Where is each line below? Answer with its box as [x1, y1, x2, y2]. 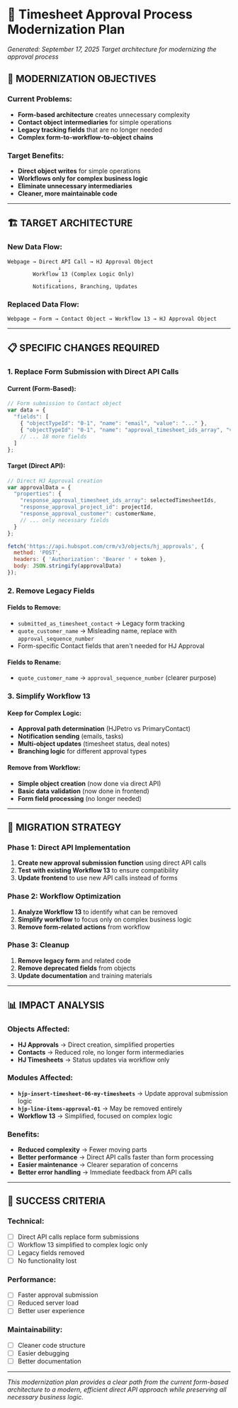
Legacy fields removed [17, 1248, 85, 1256]
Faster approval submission [17, 1290, 98, 1299]
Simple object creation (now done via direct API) [17, 779, 161, 788]
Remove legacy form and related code [17, 956, 131, 965]
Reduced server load [17, 1299, 79, 1307]
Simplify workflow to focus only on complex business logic [17, 915, 192, 924]
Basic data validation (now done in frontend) [17, 786, 150, 795]
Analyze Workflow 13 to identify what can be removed [17, 907, 178, 916]
